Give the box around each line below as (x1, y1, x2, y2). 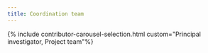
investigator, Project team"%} (7, 37, 94, 46)
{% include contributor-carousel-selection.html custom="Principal (7, 30, 201, 38)
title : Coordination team (7, 10, 84, 18)
